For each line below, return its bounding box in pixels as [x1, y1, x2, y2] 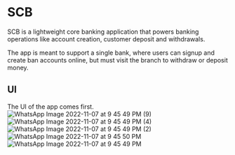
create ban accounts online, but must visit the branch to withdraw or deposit [7, 55, 228, 64]
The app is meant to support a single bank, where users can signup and [7, 48, 215, 57]
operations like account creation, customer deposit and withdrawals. [7, 34, 206, 43]
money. [7, 63, 29, 72]
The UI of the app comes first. [7, 102, 94, 111]
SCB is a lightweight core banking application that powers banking [7, 27, 199, 36]
